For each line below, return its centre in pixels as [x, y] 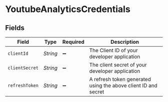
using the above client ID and [123, 85]
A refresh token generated [120, 79]
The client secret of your [118, 65]
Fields [15, 28]
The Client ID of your [113, 50]
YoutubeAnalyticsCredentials [68, 9]
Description [125, 42]
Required [73, 42]
